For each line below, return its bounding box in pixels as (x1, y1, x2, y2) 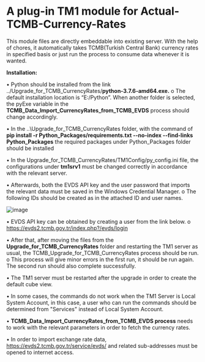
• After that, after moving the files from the (6, 236, 114, 243)
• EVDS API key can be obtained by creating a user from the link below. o (6, 218, 191, 225)
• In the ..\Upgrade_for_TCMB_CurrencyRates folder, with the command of (6, 125, 193, 132)
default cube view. (6, 280, 53, 288)
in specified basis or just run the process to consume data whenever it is (6, 50, 190, 57)
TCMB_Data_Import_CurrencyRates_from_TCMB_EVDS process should (6, 106, 190, 114)
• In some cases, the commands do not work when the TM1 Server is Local (6, 292, 196, 300)
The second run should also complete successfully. (6, 262, 136, 270)
